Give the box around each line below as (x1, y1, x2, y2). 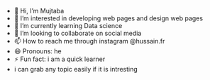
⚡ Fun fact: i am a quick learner (13, 55, 106, 63)
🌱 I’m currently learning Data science (13, 22, 123, 29)
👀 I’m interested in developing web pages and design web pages (13, 14, 204, 22)
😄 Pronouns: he (13, 47, 62, 55)
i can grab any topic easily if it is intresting (13, 65, 138, 73)
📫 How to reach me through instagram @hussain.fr (13, 37, 165, 45)
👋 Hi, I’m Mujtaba (13, 7, 65, 15)
